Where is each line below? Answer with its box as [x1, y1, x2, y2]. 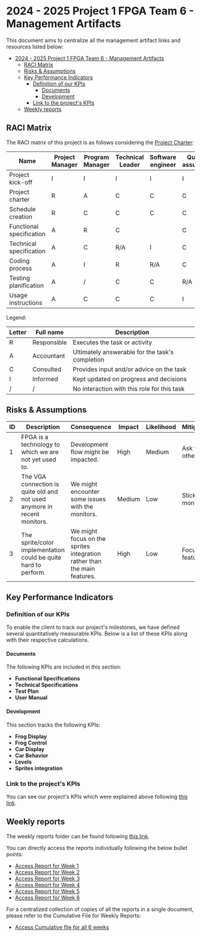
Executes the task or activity [72, 338, 153, 347]
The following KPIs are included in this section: [6, 663, 121, 671]
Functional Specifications [14, 675, 81, 682]
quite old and [21, 487, 58, 496]
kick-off [9, 178, 33, 186]
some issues [71, 495, 106, 503]
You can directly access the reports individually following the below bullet [6, 844, 188, 851]
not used [21, 495, 46, 503]
